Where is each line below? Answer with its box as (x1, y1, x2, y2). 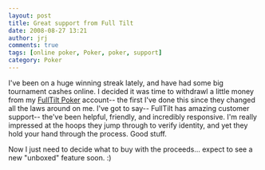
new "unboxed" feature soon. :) (8, 152, 112, 162)
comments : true (8, 42, 59, 49)
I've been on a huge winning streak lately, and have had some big (8, 77, 223, 88)
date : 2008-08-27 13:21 (8, 26, 88, 34)
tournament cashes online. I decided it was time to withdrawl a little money (8, 86, 254, 96)
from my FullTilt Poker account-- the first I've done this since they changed (8, 95, 255, 105)
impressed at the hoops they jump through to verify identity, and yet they (8, 121, 248, 130)
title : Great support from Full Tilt (8, 19, 134, 27)
